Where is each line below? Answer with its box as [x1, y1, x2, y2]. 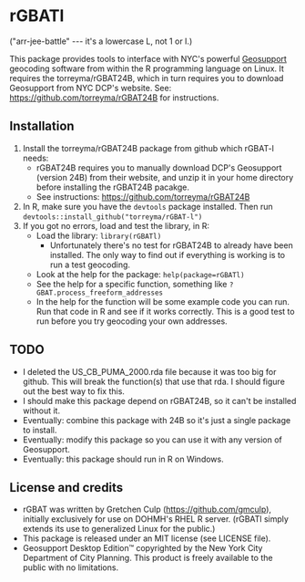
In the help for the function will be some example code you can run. [36, 296, 290, 307]
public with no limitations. [22, 562, 119, 573]
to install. [22, 424, 57, 435]
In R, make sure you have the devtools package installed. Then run [22, 201, 273, 212]
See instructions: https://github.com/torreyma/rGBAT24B [36, 191, 250, 202]
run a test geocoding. [49, 259, 130, 270]
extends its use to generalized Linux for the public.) [22, 524, 216, 535]
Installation [9, 119, 75, 134]
